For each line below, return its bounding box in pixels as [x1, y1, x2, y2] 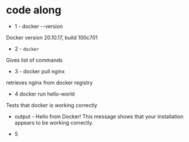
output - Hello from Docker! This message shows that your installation [14, 113, 184, 120]
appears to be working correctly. [14, 119, 94, 126]
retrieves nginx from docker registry [6, 79, 93, 86]
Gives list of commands [6, 56, 63, 63]
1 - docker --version [14, 23, 63, 30]
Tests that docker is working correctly [6, 101, 98, 108]
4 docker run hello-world [14, 90, 75, 97]
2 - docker [14, 45, 39, 52]
